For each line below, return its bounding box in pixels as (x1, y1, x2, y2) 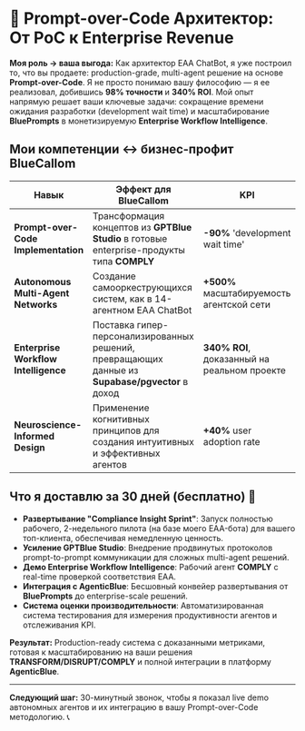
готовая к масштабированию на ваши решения (9, 647, 193, 657)
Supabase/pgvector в (92, 375, 189, 388)
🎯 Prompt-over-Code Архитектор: (9, 8, 274, 29)
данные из (92, 363, 139, 376)
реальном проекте (202, 363, 286, 376)
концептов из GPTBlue (92, 221, 192, 233)
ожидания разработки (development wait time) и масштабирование (9, 105, 270, 116)
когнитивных (92, 412, 150, 425)
